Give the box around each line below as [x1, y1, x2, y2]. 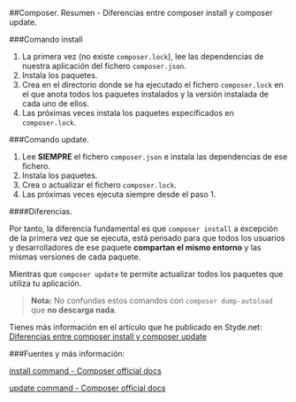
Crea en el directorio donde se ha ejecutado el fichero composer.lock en [21, 80, 285, 89]
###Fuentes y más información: [9, 349, 125, 359]
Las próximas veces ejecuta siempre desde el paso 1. [21, 189, 216, 199]
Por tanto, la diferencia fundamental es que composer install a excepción [9, 223, 278, 234]
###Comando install [9, 35, 83, 44]
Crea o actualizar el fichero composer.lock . [21, 180, 177, 189]
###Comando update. [9, 135, 90, 144]
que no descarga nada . [30, 305, 118, 315]
